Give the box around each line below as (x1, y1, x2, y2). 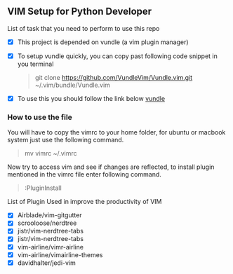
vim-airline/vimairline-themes (17, 250, 103, 259)
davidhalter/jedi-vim (17, 259, 76, 267)
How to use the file (7, 112, 72, 122)
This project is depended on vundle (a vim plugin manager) (17, 38, 189, 46)
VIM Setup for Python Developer (7, 6, 152, 18)
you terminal (17, 60, 54, 68)
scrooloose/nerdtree (17, 219, 77, 227)
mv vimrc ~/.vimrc (24, 149, 77, 158)
